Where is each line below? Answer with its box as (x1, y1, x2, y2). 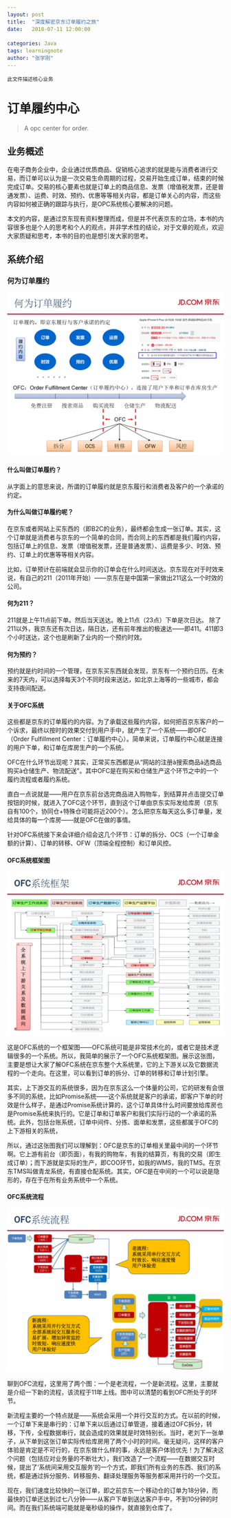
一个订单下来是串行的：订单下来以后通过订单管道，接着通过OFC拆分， (7, 1419, 207, 1428)
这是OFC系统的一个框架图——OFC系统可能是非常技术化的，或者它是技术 (7, 1043, 213, 1051)
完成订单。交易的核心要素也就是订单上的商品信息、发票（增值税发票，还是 (7, 183, 218, 191)
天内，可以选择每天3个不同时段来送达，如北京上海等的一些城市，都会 (22, 675, 219, 684)
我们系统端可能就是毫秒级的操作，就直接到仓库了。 (30, 1503, 176, 1512)
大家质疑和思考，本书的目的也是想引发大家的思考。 (7, 232, 152, 240)
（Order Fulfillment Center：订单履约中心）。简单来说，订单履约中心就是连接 (7, 735, 223, 743)
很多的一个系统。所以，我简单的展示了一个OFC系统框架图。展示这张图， (12, 1052, 219, 1060)
